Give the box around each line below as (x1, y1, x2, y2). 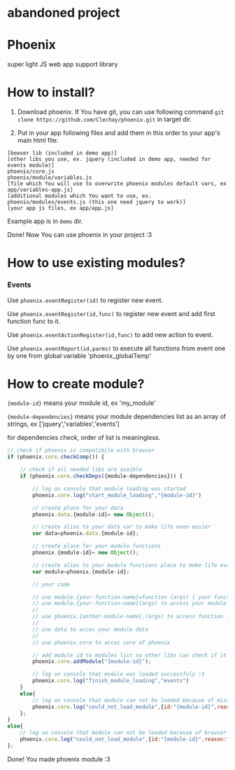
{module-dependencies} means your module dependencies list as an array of (7, 413, 227, 421)
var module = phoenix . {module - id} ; (32, 568, 130, 575)
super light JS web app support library (7, 60, 118, 69)
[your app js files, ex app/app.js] (7, 205, 114, 212)
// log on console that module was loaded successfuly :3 (32, 671, 205, 678)
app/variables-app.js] (7, 187, 73, 194)
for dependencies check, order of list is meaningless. (7, 434, 161, 442)
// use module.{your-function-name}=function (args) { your (32, 593, 211, 601)
